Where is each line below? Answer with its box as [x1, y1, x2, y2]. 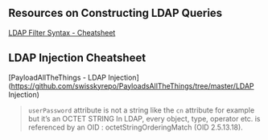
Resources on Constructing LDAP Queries [8, 6, 223, 20]
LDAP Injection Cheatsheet [8, 51, 146, 65]
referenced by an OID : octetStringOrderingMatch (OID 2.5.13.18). [27, 122, 243, 132]
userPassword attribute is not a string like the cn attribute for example [27, 105, 255, 115]
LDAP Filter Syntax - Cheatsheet [8, 27, 116, 37]
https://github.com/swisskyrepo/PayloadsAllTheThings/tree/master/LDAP [10, 80, 255, 91]
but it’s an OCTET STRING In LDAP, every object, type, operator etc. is [27, 113, 261, 123]
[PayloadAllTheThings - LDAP [8, 72, 107, 82]
